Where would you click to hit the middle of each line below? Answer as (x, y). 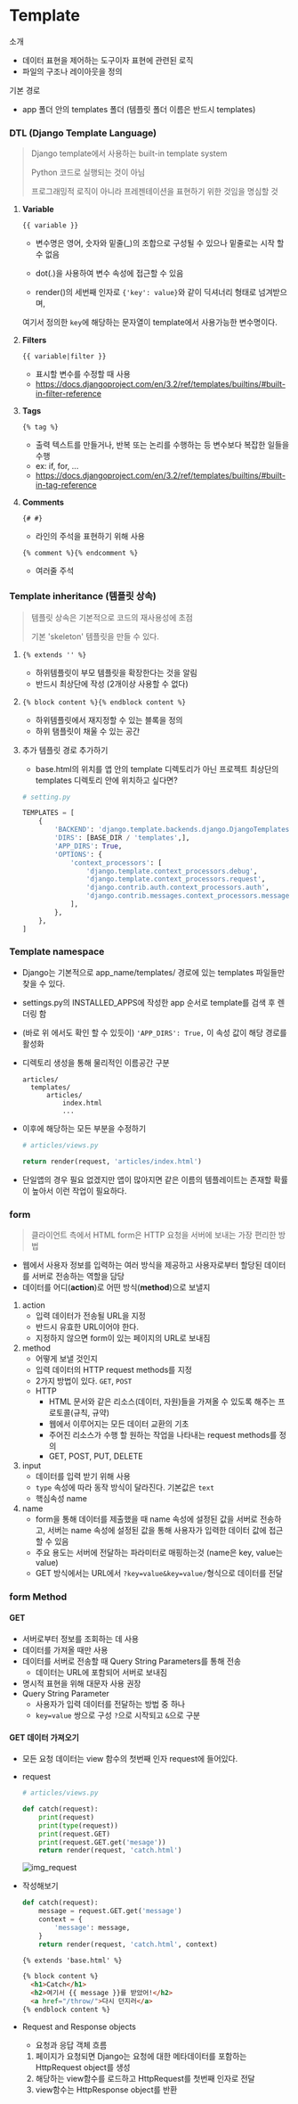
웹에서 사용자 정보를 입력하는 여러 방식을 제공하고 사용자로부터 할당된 (142, 1265)
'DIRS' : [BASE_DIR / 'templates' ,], (122, 838)
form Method (38, 1597)
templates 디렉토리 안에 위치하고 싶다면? (106, 780)
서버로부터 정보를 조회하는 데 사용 (81, 1639)
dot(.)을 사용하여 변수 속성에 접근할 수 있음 (109, 274)
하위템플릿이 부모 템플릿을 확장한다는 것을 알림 (116, 672)
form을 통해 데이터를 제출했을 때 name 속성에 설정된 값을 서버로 (146, 1519)
